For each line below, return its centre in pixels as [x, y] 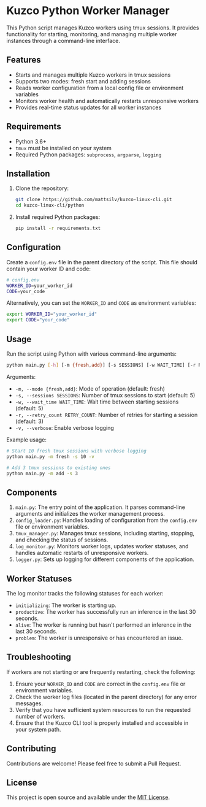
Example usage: [27, 440]
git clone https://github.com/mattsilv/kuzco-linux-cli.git [93, 200]
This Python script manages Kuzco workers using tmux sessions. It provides [103, 28]
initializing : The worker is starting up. [66, 605]
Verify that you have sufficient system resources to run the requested [103, 709]
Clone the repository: [42, 188]
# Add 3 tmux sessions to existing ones [59, 468]
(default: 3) [29, 421]
